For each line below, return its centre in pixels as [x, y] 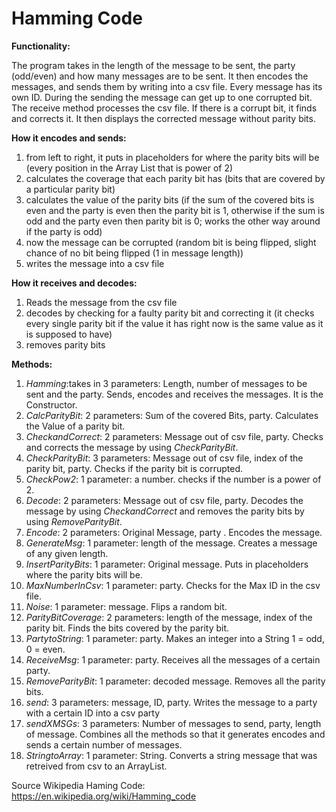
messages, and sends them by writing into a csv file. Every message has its [167, 86]
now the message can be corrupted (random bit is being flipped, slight [171, 242]
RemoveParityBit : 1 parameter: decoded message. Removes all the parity [175, 681]
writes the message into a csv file [95, 263]
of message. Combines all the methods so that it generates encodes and [175, 734]
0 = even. [45, 649]
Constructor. [51, 404]
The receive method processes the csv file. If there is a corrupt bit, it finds [164, 108]
